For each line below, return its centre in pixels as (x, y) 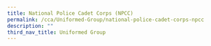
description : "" (30, 26)
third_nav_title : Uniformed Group (57, 32)
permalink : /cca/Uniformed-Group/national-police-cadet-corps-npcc (106, 20)
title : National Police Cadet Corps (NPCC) (70, 13)
